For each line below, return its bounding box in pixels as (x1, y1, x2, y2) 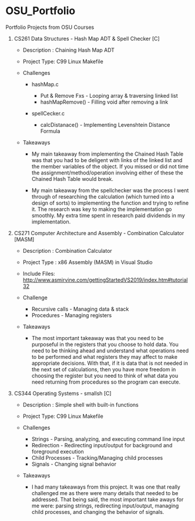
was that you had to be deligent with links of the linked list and (31, 156, 183, 163)
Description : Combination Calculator (22, 247, 112, 254)
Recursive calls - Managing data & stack (31, 305, 129, 312)
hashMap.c (31, 81, 59, 88)
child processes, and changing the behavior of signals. (31, 508, 164, 515)
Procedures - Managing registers (31, 311, 112, 319)
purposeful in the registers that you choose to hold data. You (31, 341, 179, 348)
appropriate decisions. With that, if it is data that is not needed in (31, 360, 189, 367)
